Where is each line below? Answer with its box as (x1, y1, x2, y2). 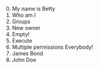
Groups (11, 18, 31, 25)
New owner (11, 24, 41, 31)
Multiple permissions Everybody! (11, 43, 94, 51)
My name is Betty (11, 5, 56, 12)
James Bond (11, 50, 43, 57)
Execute (11, 37, 32, 44)
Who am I (11, 11, 36, 19)
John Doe (11, 57, 37, 63)
